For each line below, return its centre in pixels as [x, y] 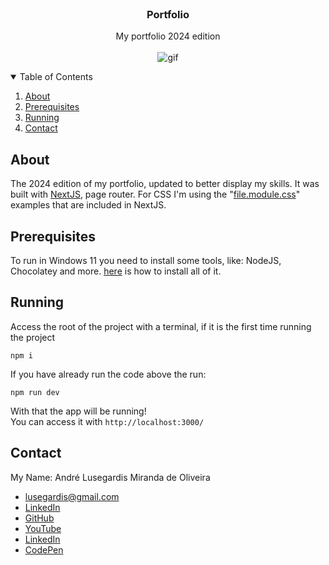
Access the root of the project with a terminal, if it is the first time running [161, 326]
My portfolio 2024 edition [168, 36]
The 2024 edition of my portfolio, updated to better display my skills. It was [165, 184]
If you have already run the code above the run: [108, 374]
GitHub [39, 518]
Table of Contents [56, 77]
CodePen [44, 549]
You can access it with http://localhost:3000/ [107, 421]
